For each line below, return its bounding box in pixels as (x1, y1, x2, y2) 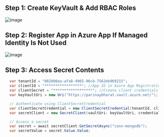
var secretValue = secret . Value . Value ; (9, 128, 91, 134)
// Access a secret (9, 119, 49, 124)
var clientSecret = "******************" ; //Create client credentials (9, 88, 159, 93)
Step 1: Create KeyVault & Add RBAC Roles (5, 4, 136, 12)
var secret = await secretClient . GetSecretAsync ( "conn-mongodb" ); (9, 124, 147, 129)
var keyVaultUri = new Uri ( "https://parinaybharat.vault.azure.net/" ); (9, 92, 159, 97)
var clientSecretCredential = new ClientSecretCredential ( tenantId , (9, 106, 152, 111)
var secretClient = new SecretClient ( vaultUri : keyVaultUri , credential (9, 110, 161, 115)
